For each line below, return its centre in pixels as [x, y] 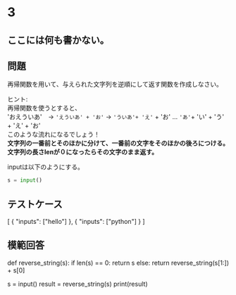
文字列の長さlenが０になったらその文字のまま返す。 [83, 152]
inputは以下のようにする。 [46, 167]
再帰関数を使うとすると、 [44, 108]
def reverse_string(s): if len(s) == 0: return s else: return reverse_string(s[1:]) [118, 263]
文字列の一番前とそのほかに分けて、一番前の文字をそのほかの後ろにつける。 [118, 143]
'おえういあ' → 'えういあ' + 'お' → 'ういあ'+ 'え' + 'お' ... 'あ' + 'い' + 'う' [116, 117]
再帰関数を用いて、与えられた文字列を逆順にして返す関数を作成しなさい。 [115, 84]
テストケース [35, 204]
